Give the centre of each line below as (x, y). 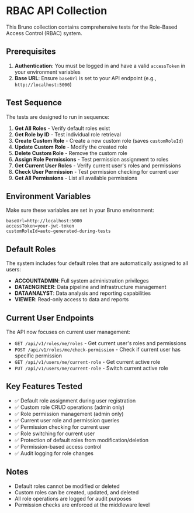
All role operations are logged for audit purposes (73, 498)
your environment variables (47, 72)
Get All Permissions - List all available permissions (76, 178)
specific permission (38, 356)
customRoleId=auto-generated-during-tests (58, 231)
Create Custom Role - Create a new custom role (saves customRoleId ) (99, 140)
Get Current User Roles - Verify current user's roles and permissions (98, 166)
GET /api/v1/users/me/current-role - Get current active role (87, 362)
